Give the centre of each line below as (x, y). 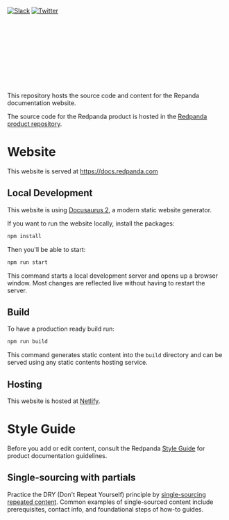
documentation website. (42, 103)
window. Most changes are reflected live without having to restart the (106, 283)
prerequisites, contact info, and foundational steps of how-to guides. (105, 509)
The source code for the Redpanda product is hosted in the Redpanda (107, 116)
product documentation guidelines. (57, 455)
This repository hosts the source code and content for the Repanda (103, 95)
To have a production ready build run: (61, 329)
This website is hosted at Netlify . (54, 401)
